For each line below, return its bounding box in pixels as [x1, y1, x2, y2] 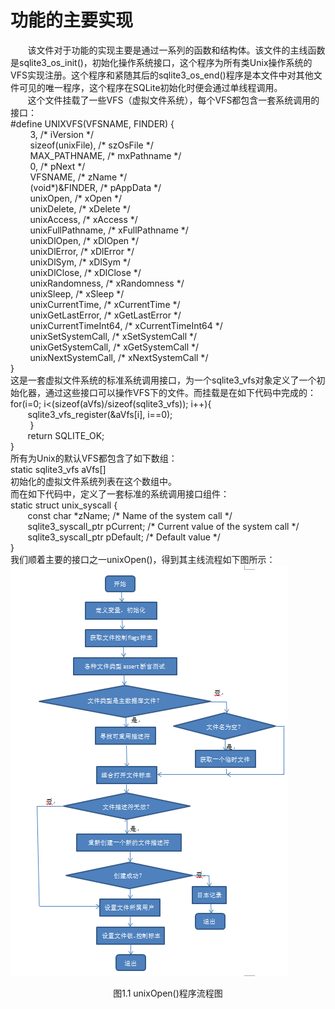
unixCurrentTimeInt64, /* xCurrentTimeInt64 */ [29, 319, 223, 331]
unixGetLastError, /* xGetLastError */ [29, 309, 182, 321]
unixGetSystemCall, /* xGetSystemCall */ [29, 341, 200, 353]
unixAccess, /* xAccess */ [29, 213, 138, 225]
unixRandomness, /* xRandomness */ [29, 277, 185, 289]
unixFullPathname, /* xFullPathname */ [29, 224, 189, 236]
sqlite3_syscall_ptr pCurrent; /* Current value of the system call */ [27, 520, 300, 532]
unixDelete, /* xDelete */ [29, 202, 131, 215]
